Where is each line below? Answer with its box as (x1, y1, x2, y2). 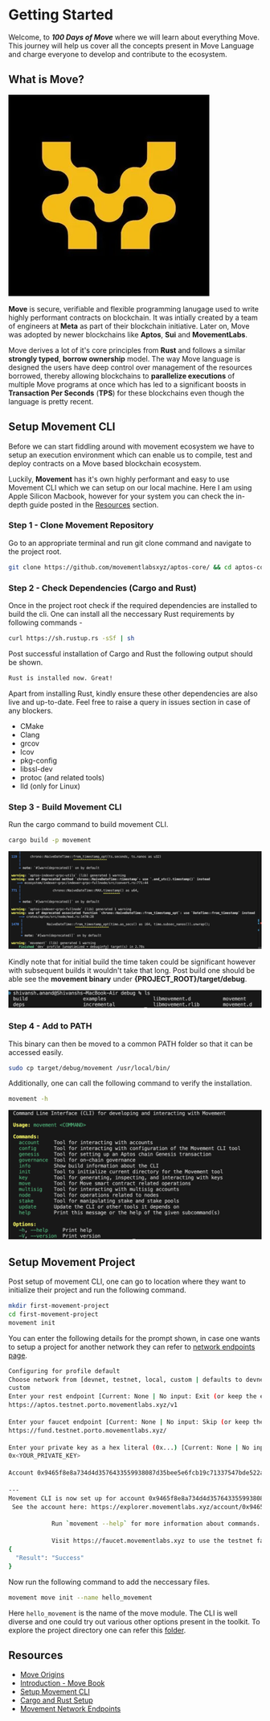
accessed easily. (8, 1047, 64, 1057)
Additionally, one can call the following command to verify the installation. (8, 1078, 252, 1088)
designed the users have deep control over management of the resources (8, 362, 253, 372)
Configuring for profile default (8, 1367, 121, 1375)
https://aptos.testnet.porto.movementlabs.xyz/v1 (8, 1401, 178, 1409)
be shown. (8, 657, 43, 667)
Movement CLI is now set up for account (8, 1494, 146, 1503)
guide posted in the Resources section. (29, 499, 159, 509)
